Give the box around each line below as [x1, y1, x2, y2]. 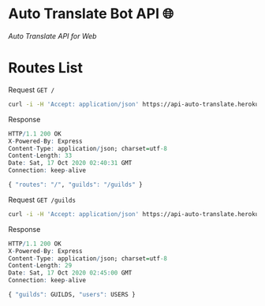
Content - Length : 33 [8, 151, 73, 160]
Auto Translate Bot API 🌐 [8, 5, 174, 23]
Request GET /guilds [8, 195, 77, 204]
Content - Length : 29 [8, 262, 73, 270]
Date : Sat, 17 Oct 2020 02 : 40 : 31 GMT [8, 159, 132, 167]
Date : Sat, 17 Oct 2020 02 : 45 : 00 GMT [8, 269, 132, 277]
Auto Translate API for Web [8, 31, 97, 40]
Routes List [8, 59, 83, 77]
